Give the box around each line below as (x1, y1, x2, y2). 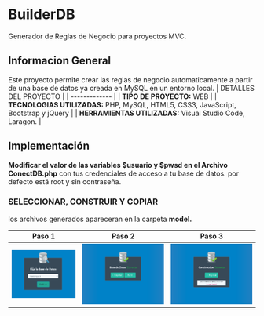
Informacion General (8, 54, 112, 67)
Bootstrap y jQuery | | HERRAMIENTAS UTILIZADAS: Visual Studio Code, (8, 108, 245, 118)
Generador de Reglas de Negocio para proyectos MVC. (8, 31, 187, 41)
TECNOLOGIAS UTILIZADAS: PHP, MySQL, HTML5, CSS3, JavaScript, (8, 100, 237, 109)
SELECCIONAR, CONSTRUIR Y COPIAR (8, 196, 159, 207)
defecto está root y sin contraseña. (8, 176, 122, 186)
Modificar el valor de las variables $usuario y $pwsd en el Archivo (8, 160, 228, 169)
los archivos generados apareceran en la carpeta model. (8, 214, 192, 223)
